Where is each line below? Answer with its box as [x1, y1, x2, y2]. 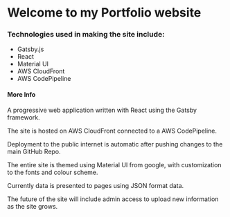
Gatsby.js [17, 45, 44, 53]
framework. [7, 113, 40, 122]
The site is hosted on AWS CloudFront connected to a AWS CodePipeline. [7, 126, 217, 135]
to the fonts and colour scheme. [7, 168, 98, 176]
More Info [7, 91, 36, 99]
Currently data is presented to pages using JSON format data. [7, 181, 184, 189]
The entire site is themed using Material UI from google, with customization [7, 160, 222, 169]
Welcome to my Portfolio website [7, 5, 202, 21]
